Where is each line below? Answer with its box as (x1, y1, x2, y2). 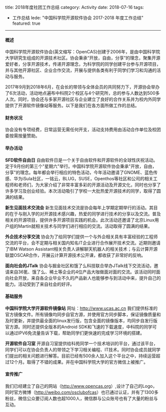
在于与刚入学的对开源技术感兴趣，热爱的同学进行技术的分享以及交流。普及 (9, 210, 161, 216)
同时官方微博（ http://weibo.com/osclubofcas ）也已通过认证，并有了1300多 (5, 389, 159, 395)
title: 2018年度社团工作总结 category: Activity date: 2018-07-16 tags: (5, 4, 144, 10)
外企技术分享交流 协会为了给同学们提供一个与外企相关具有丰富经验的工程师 (5, 234, 158, 240)
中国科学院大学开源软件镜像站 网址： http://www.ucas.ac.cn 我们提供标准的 (5, 305, 158, 311)
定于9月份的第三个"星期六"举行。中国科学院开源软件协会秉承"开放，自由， (5, 163, 157, 169)
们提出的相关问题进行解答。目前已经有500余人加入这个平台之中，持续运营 (5, 353, 156, 359)
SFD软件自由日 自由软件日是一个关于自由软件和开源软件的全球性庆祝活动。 (5, 157, 158, 163)
